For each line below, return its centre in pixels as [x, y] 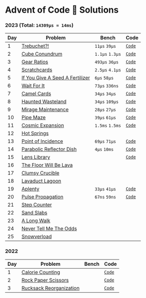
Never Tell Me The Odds [49, 229]
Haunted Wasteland [44, 102]
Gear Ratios [35, 62]
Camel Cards [36, 94]
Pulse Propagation [43, 197]
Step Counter [37, 205]
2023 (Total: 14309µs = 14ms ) [39, 25]
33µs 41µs [105, 189]
